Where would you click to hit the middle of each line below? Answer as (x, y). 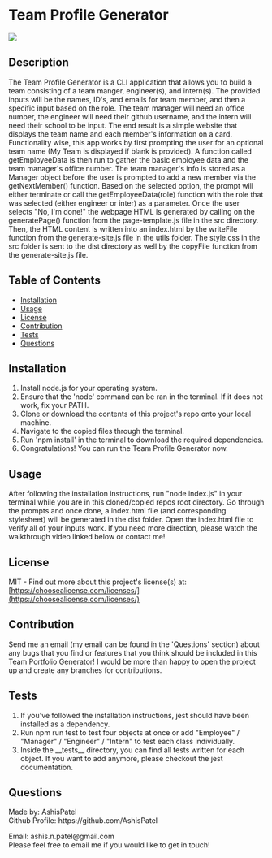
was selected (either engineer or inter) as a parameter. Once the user (124, 203)
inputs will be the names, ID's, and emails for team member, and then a (127, 99)
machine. (36, 422)
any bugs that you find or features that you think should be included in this (133, 652)
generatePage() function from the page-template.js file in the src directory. (134, 220)
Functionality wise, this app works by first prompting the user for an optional (136, 142)
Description (39, 63)
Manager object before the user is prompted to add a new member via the (132, 177)
